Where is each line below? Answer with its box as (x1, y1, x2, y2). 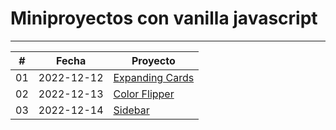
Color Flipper (113, 87, 175, 101)
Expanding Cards (113, 70, 195, 84)
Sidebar (113, 103, 150, 117)
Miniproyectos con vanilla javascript (10, 7, 318, 30)
